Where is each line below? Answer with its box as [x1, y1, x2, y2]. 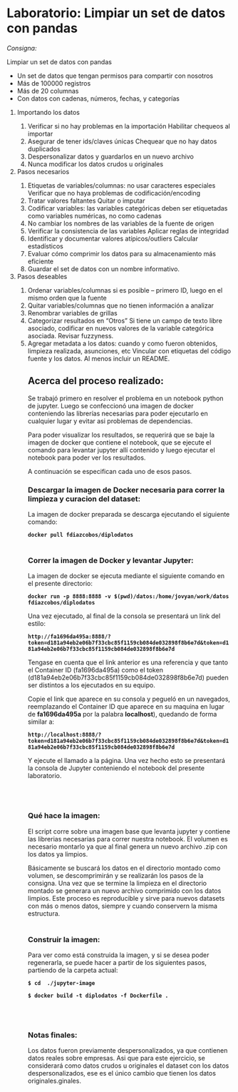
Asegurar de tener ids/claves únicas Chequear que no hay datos [27, 137, 217, 146]
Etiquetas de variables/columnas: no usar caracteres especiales [27, 181, 216, 190]
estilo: [27, 620, 46, 628]
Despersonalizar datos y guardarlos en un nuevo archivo [27, 152, 194, 161]
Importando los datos [16, 108, 80, 116]
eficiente [27, 257, 54, 266]
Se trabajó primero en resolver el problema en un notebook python [27, 394, 224, 403]
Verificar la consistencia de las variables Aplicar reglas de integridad [27, 226, 229, 235]
